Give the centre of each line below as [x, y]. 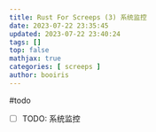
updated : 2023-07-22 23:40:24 [65, 34]
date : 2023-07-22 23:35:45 [59, 26]
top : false [29, 50]
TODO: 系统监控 [51, 118]
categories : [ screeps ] [55, 67]
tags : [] [25, 42]
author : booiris [39, 75]
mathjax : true [35, 58]
